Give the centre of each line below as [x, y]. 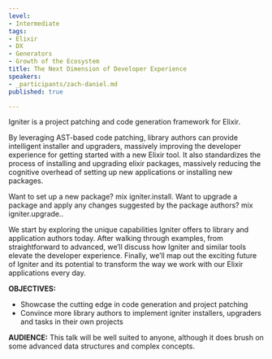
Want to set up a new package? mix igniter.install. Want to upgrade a [123, 197]
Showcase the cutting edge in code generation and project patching [134, 304]
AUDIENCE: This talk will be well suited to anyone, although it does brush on [136, 338]
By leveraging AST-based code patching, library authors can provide [123, 138]
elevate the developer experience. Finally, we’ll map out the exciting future [133, 256]
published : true [36, 92]
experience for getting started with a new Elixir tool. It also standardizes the [135, 155]
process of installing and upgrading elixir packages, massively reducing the [135, 164]
